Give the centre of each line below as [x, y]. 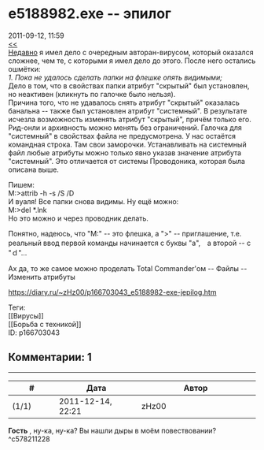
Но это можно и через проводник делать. [79, 218]
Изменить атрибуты [42, 277]
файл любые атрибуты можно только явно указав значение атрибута [125, 152]
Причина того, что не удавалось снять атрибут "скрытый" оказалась [124, 102]
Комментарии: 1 [50, 357]
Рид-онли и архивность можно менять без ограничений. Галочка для [125, 128]
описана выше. [33, 169]
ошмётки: [24, 69]
